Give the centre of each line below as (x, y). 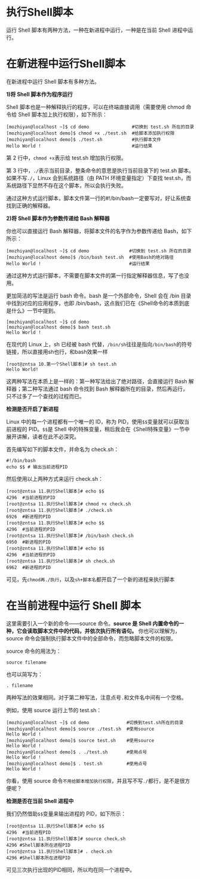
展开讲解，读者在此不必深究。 (43, 437)
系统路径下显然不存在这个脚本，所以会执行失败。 (66, 185)
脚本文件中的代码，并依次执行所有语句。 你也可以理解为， (109, 631)
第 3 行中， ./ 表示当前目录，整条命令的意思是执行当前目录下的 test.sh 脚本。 (100, 170)
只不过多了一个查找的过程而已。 (45, 396)
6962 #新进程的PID (29, 567)
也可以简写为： (24, 674)
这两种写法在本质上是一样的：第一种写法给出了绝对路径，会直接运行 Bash (97, 381)
